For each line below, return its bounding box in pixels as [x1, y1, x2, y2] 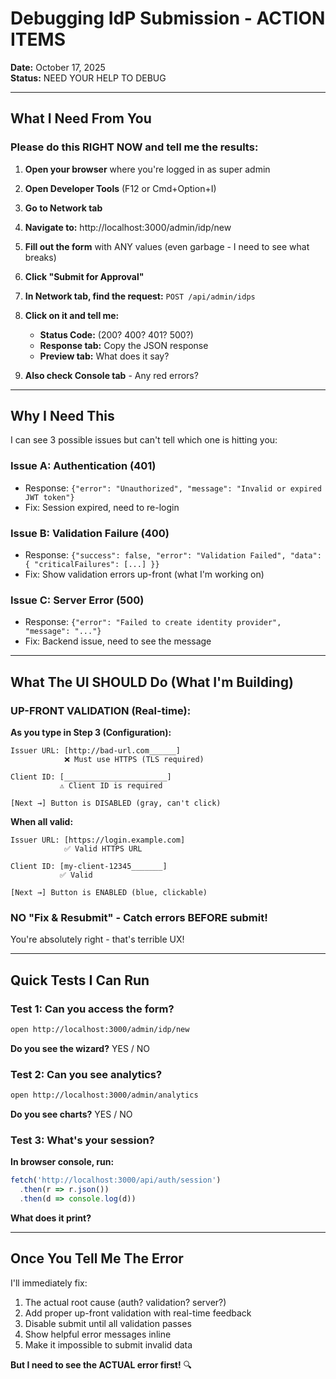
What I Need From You [10, 110, 152, 127]
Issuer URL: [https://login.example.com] [10, 835, 186, 846]
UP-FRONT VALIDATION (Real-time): [10, 703, 192, 717]
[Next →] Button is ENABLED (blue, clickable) [10, 888, 208, 898]
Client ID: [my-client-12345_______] [10, 862, 168, 872]
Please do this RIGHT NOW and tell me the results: [10, 140, 259, 154]
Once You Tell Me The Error [10, 1250, 184, 1267]
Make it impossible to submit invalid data [24, 1338, 193, 1351]
